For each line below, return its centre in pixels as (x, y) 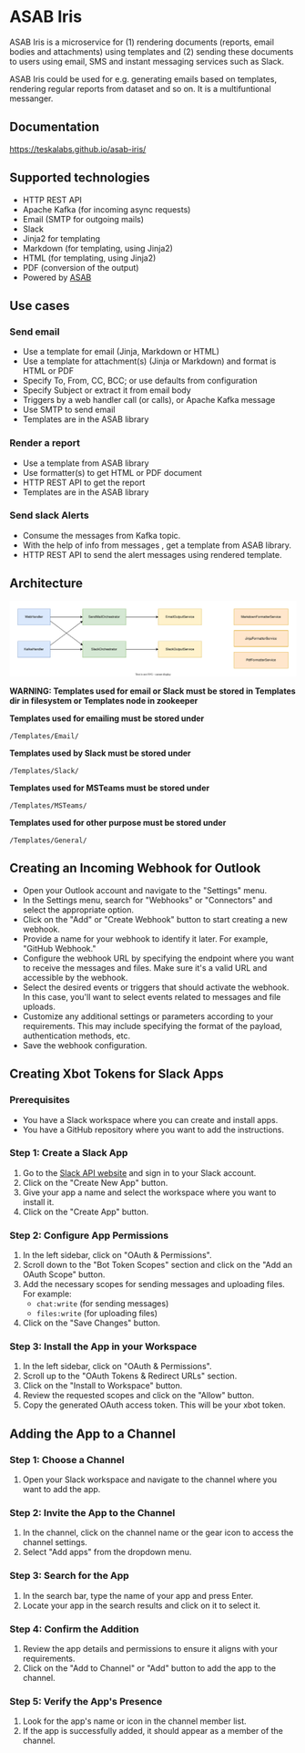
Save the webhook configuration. (85, 1045)
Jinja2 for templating (61, 238)
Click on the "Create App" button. (86, 1212)
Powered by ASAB (57, 277)
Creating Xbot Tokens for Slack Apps (117, 1074)
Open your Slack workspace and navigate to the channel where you (150, 1480)
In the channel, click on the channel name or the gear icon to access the (158, 1532)
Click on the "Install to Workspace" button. (102, 1386)
